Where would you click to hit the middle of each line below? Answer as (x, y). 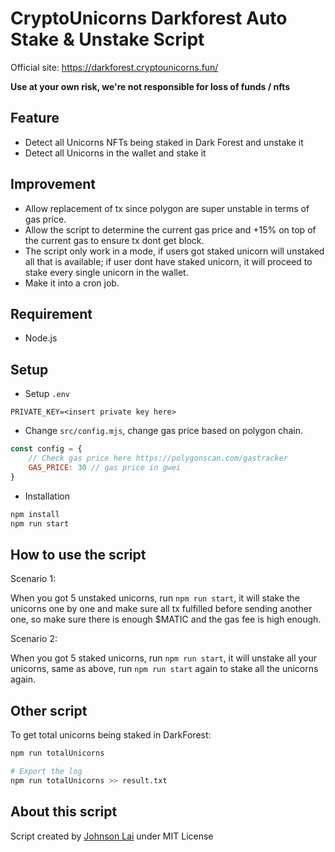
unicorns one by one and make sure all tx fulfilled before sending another (161, 609)
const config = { (46, 449)
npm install (35, 514)
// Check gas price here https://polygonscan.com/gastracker (158, 458)
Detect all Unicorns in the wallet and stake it (115, 153)
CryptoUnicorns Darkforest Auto (149, 18)
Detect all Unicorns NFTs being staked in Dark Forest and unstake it (164, 142)
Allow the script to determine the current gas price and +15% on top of (170, 229)
